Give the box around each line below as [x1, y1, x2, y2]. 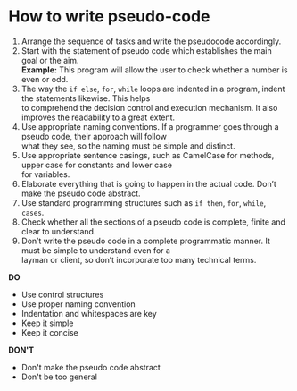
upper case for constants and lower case [21, 159, 173, 170]
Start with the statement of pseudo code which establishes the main [21, 45, 273, 55]
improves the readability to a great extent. [21, 112, 176, 123]
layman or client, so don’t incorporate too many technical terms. [21, 254, 257, 265]
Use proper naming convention [21, 298, 136, 310]
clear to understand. [21, 225, 96, 236]
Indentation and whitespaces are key [21, 308, 157, 319]
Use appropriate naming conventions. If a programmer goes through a [21, 121, 279, 132]
